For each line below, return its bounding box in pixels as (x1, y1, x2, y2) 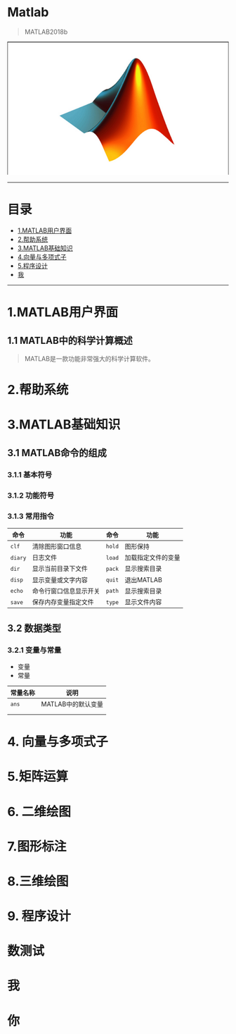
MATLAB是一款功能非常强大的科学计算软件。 (24, 355, 155, 363)
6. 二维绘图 (7, 804, 72, 820)
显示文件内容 (124, 598, 162, 606)
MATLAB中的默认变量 (41, 699, 103, 708)
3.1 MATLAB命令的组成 (7, 447, 107, 459)
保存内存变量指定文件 (32, 598, 94, 606)
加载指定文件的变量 (124, 553, 181, 562)
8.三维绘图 (7, 873, 69, 889)
